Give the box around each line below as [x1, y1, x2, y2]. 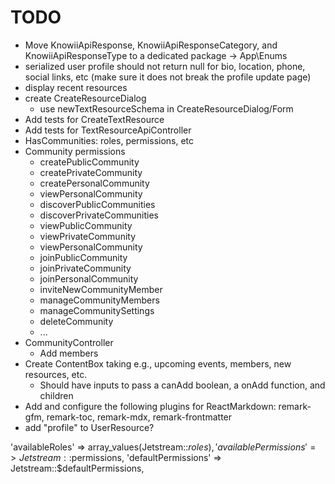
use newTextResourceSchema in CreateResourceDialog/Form [39, 102, 294, 115]
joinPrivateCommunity [39, 262, 132, 274]
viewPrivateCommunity [39, 230, 137, 242]
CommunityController [24, 336, 114, 348]
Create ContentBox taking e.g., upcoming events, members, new [24, 357, 292, 370]
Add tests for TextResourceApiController [24, 124, 192, 136]
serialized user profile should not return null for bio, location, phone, [24, 60, 306, 72]
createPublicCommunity [39, 156, 140, 168]
